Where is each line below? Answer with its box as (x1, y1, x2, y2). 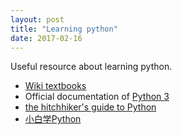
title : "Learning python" (10, 24, 118, 34)
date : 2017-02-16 (10, 33, 83, 43)
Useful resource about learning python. (10, 61, 173, 73)
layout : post (10, 14, 65, 25)
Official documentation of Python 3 (24, 91, 170, 103)
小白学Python (24, 113, 82, 125)
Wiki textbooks (24, 80, 87, 92)
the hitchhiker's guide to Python (24, 101, 157, 113)
